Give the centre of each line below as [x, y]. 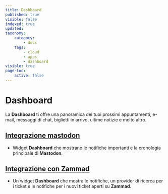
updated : [14, 29]
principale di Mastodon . [38, 153]
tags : [20, 47]
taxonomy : [16, 33]
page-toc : [16, 71]
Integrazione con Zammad [47, 169]
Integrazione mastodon [43, 136]
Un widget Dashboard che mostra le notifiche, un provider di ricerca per [88, 181]
